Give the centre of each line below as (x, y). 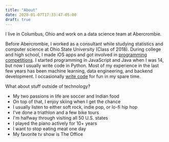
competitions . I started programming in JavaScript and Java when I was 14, (84, 60)
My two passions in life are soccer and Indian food (66, 96)
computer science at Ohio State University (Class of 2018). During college (83, 50)
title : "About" (22, 10)
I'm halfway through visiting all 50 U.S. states (60, 118)
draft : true (18, 19)
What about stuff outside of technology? (48, 86)
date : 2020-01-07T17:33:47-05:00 (41, 15)
